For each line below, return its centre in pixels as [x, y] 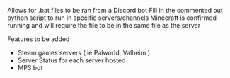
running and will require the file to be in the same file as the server [104, 25]
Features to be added [39, 39]
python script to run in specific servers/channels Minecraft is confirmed [112, 18]
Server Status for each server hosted [71, 60]
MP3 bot [30, 68]
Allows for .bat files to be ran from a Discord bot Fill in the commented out [115, 10]
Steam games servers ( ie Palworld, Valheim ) [84, 53]
